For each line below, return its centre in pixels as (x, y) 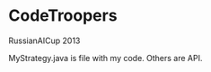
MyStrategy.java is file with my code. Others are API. (105, 58)
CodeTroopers (63, 16)
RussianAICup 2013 (44, 40)
